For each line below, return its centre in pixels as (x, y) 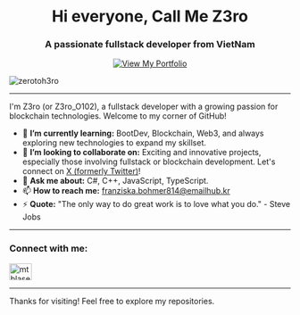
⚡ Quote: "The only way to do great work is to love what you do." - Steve (156, 204)
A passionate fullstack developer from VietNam (150, 45)
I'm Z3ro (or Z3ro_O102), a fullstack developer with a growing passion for (144, 107)
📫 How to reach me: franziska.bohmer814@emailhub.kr (126, 191)
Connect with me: (49, 249)
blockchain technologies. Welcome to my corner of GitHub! (118, 116)
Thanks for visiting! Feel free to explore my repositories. (112, 301)
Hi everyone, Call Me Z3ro (150, 17)
